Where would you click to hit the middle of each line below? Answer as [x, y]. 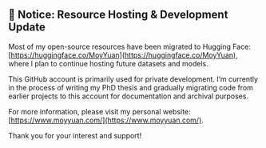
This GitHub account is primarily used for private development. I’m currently [133, 79]
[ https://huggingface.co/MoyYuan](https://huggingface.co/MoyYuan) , [123, 55]
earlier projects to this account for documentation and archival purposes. [129, 96]
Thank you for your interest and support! [75, 135]
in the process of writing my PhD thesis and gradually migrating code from [131, 87]
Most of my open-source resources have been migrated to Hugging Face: [130, 46]
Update [27, 28]
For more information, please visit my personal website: [99, 111]
